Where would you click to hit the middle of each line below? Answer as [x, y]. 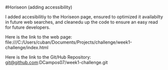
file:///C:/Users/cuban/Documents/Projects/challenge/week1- [69, 42]
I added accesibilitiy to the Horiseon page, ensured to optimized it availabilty [84, 17]
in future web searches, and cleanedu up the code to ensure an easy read [81, 22]
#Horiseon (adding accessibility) [39, 7]
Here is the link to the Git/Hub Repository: [48, 57]
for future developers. [28, 27]
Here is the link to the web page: [39, 37]
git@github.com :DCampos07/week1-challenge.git [56, 62]
